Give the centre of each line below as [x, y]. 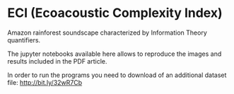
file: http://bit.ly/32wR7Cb [45, 82]
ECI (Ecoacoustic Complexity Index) [115, 13]
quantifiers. [24, 40]
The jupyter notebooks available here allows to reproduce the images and [115, 54]
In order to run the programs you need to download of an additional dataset [117, 75]
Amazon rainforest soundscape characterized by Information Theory [107, 33]
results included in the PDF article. [57, 61]
